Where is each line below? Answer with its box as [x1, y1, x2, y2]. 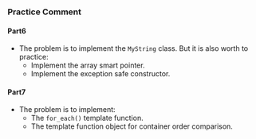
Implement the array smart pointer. [30, 60, 145, 70]
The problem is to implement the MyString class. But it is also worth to [18, 44, 249, 53]
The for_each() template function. [30, 114, 144, 123]
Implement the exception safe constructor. [30, 69, 171, 79]
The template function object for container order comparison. [30, 122, 233, 131]
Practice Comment [7, 6, 81, 17]
